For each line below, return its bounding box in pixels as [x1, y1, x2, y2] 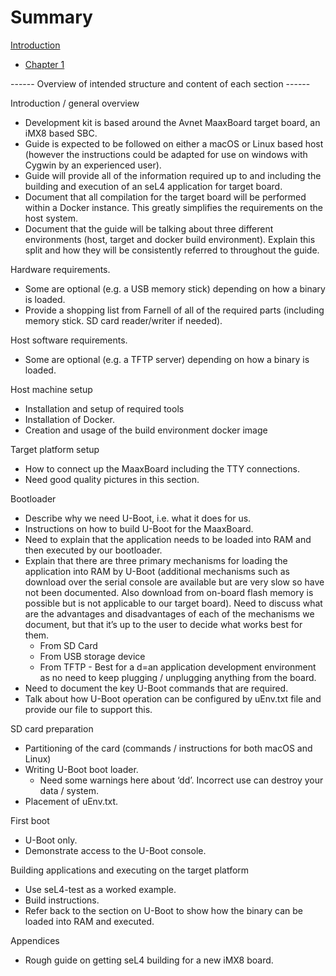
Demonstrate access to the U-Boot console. [24, 844, 207, 856]
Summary [10, 6, 93, 29]
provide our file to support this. [24, 703, 153, 715]
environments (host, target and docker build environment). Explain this [24, 233, 316, 245]
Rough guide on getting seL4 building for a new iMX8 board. [24, 954, 274, 966]
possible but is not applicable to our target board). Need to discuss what [24, 597, 323, 609]
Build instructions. [24, 894, 100, 906]
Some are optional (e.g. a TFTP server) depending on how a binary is [24, 353, 310, 365]
